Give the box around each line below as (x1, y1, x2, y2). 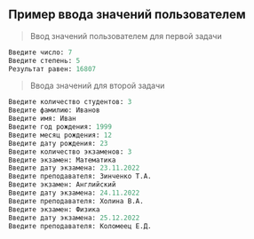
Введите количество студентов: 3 (8, 98, 132, 107)
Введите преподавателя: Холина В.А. (8, 196, 144, 205)
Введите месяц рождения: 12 (8, 131, 113, 139)
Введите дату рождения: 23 (8, 139, 108, 147)
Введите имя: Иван (8, 115, 76, 123)
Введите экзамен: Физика (8, 204, 100, 214)
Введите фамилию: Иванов (8, 106, 100, 115)
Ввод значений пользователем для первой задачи (29, 30, 223, 41)
